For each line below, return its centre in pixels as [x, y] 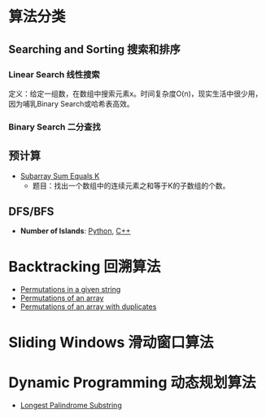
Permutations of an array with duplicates [88, 307]
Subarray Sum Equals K [60, 176]
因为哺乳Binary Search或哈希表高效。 [71, 103]
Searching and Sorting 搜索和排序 [94, 49]
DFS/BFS [31, 211]
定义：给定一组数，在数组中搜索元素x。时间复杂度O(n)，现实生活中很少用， [135, 94]
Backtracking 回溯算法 [85, 266]
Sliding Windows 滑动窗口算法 [111, 342]
